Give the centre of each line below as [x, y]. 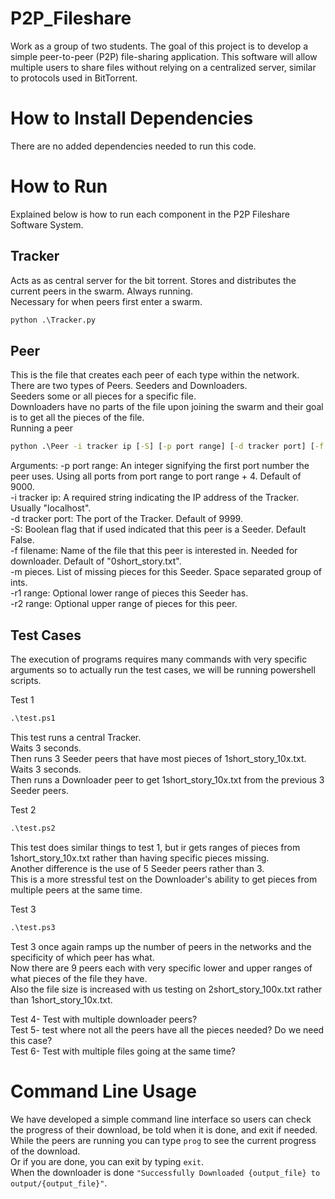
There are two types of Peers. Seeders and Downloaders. [129, 386]
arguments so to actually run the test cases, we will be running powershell [163, 670]
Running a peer [41, 428]
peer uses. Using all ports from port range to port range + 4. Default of [156, 476]
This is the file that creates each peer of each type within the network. [155, 375]
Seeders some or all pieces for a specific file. [103, 396]
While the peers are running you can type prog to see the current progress [163, 1140]
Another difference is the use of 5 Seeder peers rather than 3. [137, 868]
